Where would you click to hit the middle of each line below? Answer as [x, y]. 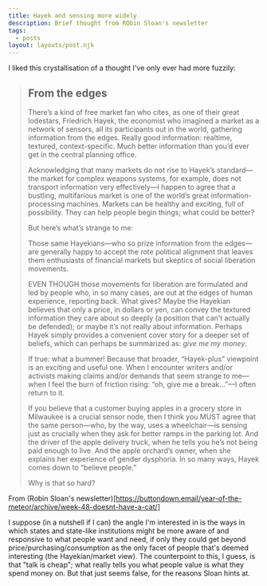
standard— [235, 170]
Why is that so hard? [61, 482]
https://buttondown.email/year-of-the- [179, 498]
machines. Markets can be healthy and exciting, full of [155, 203]
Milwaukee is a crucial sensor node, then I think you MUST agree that [142, 416]
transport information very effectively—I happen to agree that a [132, 187]
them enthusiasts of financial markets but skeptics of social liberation [141, 260]
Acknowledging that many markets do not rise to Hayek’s [121, 170]
